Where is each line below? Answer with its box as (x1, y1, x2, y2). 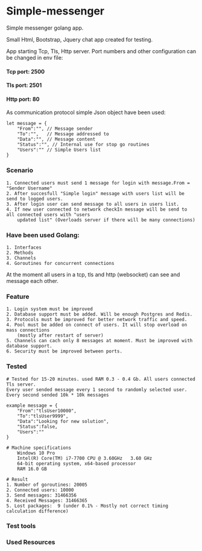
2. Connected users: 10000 (6, 487, 74, 493)
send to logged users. (6, 196, 63, 202)
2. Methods (6, 249, 34, 256)
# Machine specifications (6, 445, 71, 451)
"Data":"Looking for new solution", (17, 418, 110, 424)
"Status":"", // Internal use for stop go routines (17, 142, 150, 148)
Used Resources (6, 538, 55, 547)
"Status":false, (17, 424, 58, 430)
